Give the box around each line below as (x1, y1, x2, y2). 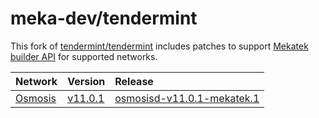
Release (114, 74, 154, 88)
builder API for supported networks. (10, 50, 158, 62)
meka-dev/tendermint (10, 7, 198, 30)
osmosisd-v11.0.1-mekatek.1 (114, 91, 260, 105)
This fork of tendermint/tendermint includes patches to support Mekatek (10, 40, 309, 52)
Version (67, 74, 106, 88)
